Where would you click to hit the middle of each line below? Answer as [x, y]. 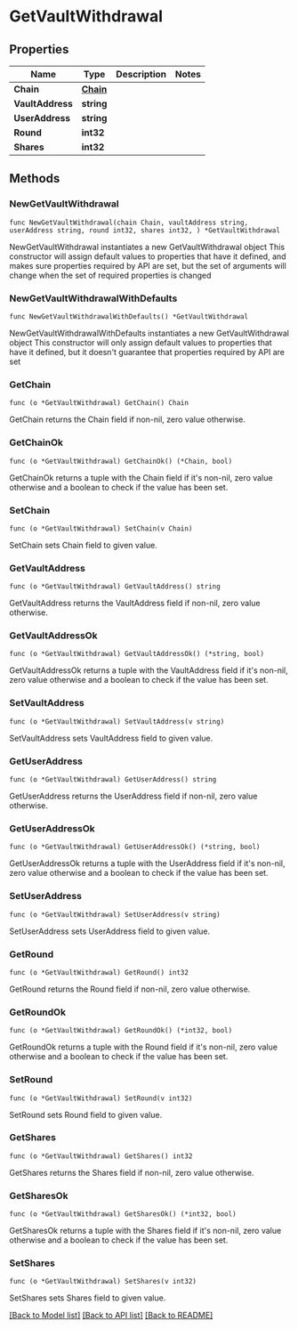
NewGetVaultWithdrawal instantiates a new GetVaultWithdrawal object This [147, 247]
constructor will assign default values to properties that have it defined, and [148, 256]
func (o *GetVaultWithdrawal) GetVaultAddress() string [115, 587]
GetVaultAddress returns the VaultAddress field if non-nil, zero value [135, 604]
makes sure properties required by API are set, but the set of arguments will [148, 265]
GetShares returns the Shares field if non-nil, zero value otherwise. [132, 1172]
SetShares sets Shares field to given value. [88, 1298]
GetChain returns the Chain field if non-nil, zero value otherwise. [128, 419]
